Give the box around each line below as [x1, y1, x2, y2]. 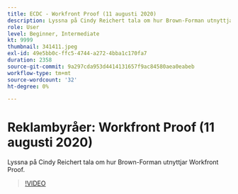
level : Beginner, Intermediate [7, 30, 100, 38]
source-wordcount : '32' [7, 76, 78, 84]
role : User [7, 23, 40, 30]
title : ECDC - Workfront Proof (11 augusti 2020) [7, 10, 157, 18]
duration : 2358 [7, 57, 52, 64]
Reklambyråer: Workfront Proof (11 [7, 120, 215, 135]
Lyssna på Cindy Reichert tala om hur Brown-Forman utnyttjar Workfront [7, 158, 219, 166]
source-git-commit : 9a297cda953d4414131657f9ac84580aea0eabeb [7, 63, 195, 70]
